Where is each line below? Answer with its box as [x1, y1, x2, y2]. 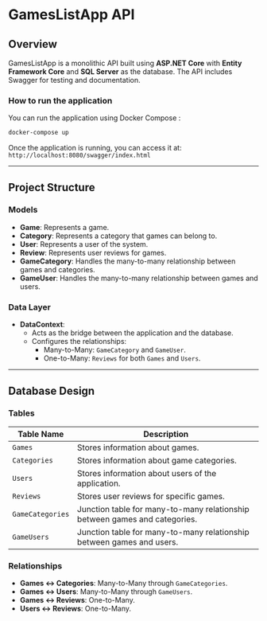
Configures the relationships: [31, 337, 127, 346]
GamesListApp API [8, 6, 135, 24]
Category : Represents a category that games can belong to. [19, 231, 218, 240]
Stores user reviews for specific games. [76, 490, 225, 502]
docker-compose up [8, 129, 69, 137]
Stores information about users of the [76, 467, 217, 478]
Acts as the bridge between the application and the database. [31, 328, 234, 338]
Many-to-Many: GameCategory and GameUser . [43, 345, 187, 355]
